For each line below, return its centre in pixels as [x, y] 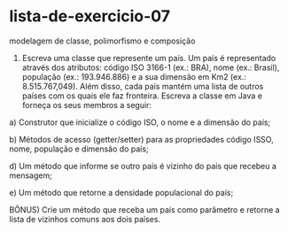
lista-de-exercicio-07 [90, 16]
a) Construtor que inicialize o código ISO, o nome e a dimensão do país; [140, 122]
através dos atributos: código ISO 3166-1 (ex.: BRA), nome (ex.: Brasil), [151, 67]
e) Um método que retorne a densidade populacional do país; [121, 192]
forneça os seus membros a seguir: [87, 105]
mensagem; [31, 175]
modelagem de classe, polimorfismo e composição [102, 41]
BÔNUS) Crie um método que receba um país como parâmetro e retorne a [145, 209]
